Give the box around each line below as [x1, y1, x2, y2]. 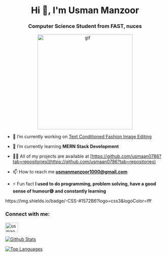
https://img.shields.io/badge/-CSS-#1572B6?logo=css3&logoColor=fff [5, 198, 152, 204]
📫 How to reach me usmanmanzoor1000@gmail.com [12, 169, 128, 175]
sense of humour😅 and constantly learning [12, 188, 106, 194]
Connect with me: [5, 210, 50, 217]
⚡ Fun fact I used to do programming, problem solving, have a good [12, 181, 156, 187]
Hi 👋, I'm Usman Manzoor [31, 5, 139, 16]
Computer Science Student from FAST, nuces [28, 23, 142, 30]
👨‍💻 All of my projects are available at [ [12, 153, 92, 159]
